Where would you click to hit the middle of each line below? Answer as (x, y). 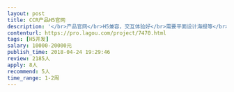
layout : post (26, 13)
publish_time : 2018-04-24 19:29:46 (59, 53)
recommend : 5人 (29, 71)
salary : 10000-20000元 (39, 46)
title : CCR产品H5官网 (37, 20)
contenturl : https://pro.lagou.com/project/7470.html (87, 33)
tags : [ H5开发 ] (28, 39)
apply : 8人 (23, 65)
